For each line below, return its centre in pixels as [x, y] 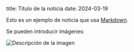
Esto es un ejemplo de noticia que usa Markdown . [67, 20]
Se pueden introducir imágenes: [46, 31]
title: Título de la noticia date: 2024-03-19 [57, 9]
